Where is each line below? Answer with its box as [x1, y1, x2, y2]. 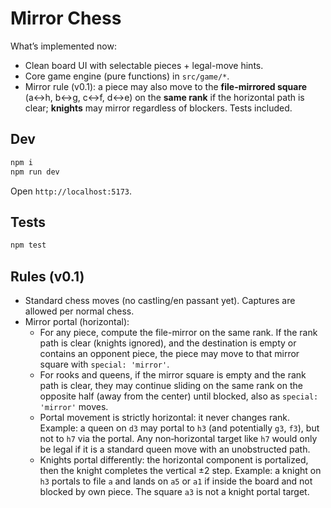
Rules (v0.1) [10, 268, 85, 285]
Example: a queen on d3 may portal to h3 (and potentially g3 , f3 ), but [39, 422, 320, 434]
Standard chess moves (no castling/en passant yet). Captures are [24, 295, 296, 306]
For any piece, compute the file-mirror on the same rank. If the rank [39, 327, 318, 338]
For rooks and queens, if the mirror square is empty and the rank [39, 369, 307, 381]
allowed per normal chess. [24, 305, 135, 317]
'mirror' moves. [39, 401, 109, 412]
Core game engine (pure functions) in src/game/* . [24, 70, 230, 82]
